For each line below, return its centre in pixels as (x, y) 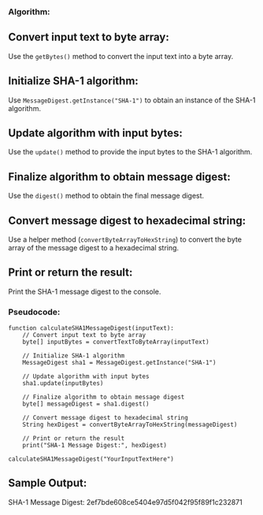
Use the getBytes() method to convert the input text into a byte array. (121, 56)
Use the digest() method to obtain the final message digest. (106, 196)
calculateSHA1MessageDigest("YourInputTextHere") (91, 459)
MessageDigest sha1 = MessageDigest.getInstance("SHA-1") (119, 363)
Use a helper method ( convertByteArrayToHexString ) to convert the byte (125, 239)
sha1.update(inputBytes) (63, 383)
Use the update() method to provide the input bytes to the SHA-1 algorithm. (130, 152)
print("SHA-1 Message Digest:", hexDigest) (95, 446)
